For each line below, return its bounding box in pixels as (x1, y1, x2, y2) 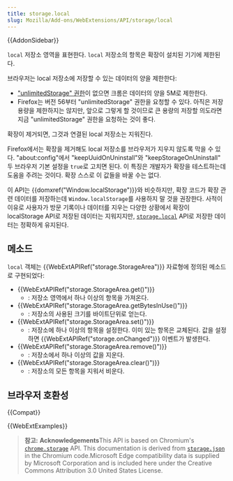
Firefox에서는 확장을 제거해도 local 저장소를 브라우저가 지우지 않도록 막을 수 (7, 145, 214, 153)
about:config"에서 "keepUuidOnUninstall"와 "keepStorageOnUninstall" (19, 153, 221, 161)
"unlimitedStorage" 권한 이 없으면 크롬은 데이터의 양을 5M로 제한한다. (17, 89, 208, 97)
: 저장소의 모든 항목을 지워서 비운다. (27, 367, 125, 376)
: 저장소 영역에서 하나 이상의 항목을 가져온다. (27, 294, 149, 302)
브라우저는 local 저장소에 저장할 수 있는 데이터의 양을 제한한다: (7, 74, 177, 82)
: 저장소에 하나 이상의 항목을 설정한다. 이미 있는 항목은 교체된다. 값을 (27, 326, 214, 334)
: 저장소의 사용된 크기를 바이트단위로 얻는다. (27, 310, 148, 318)
